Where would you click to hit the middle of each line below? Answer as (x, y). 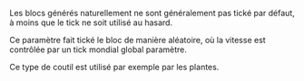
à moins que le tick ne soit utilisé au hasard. (91, 22)
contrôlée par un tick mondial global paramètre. (98, 49)
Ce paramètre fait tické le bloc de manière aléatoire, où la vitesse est (137, 40)
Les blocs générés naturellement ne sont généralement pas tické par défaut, (152, 13)
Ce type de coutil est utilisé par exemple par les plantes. (114, 67)
